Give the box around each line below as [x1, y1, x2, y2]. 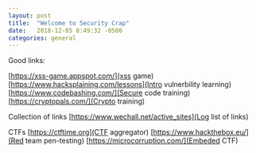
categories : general [8, 33, 77, 42]
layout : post [8, 11, 52, 20]
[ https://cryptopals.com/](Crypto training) [8, 96, 145, 106]
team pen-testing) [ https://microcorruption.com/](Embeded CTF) [25, 136, 239, 146]
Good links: [8, 56, 45, 65]
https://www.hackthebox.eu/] [153, 127, 249, 137]
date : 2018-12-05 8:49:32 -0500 [8, 26, 123, 34]
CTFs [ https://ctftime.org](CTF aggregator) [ [8, 127, 153, 137]
